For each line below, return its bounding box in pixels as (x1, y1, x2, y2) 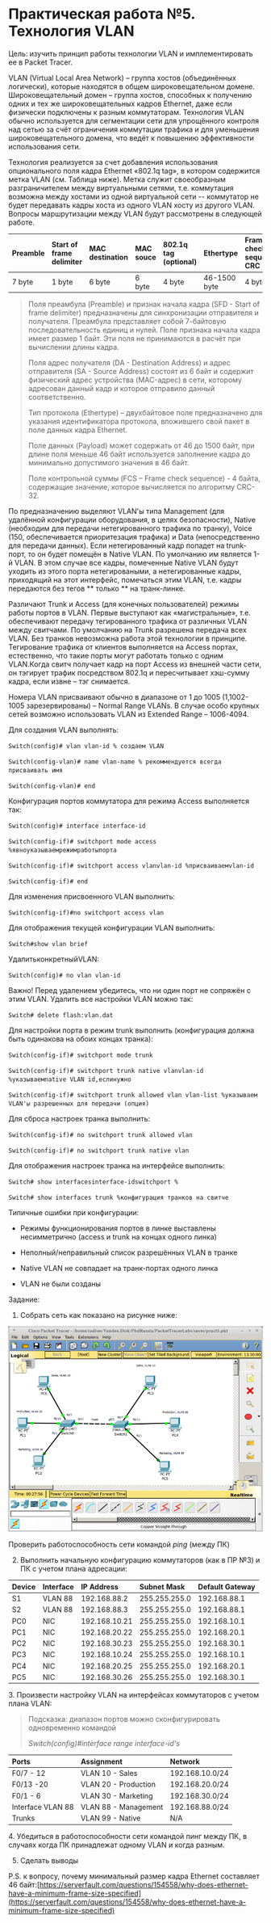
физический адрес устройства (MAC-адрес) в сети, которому (27, 375, 242, 385)
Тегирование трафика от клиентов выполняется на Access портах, (8, 642, 239, 652)
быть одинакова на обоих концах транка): (8, 1034, 153, 1044)
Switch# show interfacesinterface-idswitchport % (8, 1178, 179, 1186)
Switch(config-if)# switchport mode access (8, 838, 157, 846)
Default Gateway (198, 1581, 256, 1592)
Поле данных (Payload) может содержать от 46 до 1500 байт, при (27, 441, 255, 451)
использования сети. (8, 141, 81, 151)
